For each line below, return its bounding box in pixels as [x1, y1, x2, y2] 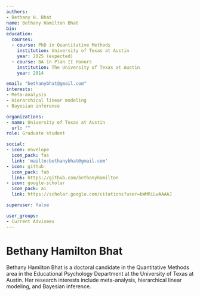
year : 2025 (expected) [17, 53, 73, 59]
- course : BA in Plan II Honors [11, 59, 93, 65]
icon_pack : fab [11, 169, 50, 175]
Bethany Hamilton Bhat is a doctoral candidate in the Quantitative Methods [6, 264, 190, 271]
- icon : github [6, 163, 44, 169]
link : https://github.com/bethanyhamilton [11, 175, 119, 181]
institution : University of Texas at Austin [17, 48, 130, 54]
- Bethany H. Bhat [6, 14, 52, 20]
